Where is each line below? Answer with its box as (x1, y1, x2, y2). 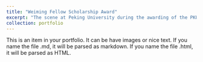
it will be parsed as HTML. (6, 49, 71, 57)
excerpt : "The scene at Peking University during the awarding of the (6, 14, 188, 20)
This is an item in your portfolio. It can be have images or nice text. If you (6, 37, 187, 44)
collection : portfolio (6, 20, 63, 26)
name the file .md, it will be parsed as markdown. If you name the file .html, (6, 43, 193, 50)
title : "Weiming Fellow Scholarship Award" (6, 8, 118, 15)
